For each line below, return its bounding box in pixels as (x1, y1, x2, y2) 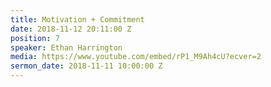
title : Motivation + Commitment (10, 14, 145, 25)
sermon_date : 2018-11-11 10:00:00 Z (10, 61, 163, 71)
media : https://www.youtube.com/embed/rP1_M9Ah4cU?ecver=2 (10, 52, 262, 62)
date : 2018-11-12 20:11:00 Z (10, 24, 132, 34)
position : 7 (10, 33, 60, 43)
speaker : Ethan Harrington (10, 42, 123, 53)
